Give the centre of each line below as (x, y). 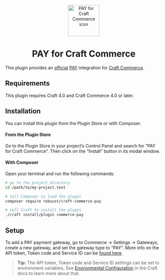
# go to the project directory (38, 182)
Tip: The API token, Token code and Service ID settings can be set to (88, 263)
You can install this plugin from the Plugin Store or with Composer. (73, 123)
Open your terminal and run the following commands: (60, 173)
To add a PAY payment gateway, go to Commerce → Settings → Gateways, (82, 242)
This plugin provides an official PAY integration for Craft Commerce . (75, 67)
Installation (23, 111)
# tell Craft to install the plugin (43, 210)
